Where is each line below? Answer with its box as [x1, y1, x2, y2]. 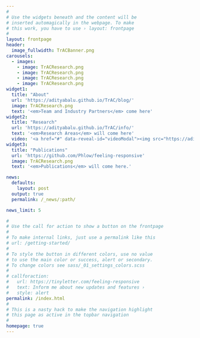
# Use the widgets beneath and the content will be [6, 14, 137, 20]
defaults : [11, 180, 36, 186]
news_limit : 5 [6, 207, 42, 213]
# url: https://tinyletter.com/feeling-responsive [6, 279, 140, 285]
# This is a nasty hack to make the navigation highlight [6, 306, 153, 312]
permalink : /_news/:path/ [11, 196, 76, 202]
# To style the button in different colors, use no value [6, 251, 153, 257]
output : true [11, 191, 44, 197]
